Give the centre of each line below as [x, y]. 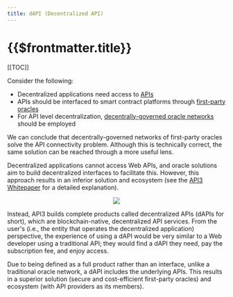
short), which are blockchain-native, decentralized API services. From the [112, 221]
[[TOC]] [18, 67]
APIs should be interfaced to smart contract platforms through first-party [121, 101]
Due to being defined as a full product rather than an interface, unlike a [109, 264]
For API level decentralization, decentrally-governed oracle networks [115, 116]
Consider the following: [41, 80]
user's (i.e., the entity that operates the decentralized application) [101, 228]
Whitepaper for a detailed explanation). [63, 187]
